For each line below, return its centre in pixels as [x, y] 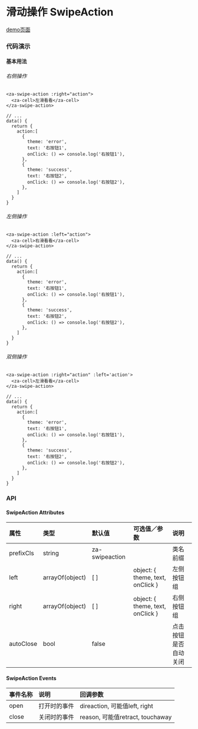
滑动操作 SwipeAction [60, 12]
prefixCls [22, 553]
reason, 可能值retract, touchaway [126, 717]
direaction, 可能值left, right [116, 706]
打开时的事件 [57, 706]
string [51, 553]
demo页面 [18, 29]
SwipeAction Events [32, 678]
